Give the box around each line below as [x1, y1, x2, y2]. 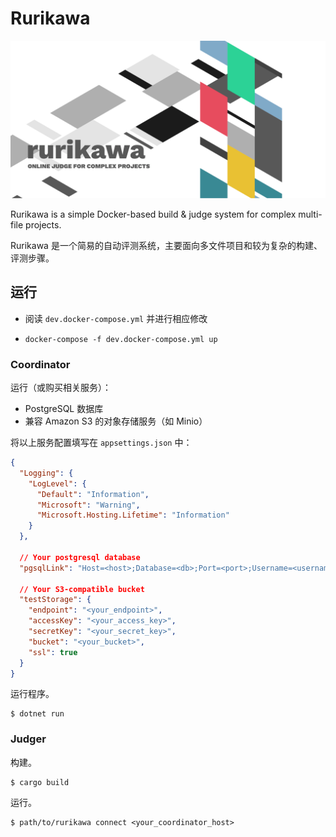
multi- [298, 208, 323, 220]
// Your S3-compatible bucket [19, 584, 145, 594]
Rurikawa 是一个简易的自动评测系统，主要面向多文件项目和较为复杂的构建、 [10, 239, 323, 251]
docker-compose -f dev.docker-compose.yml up [24, 334, 218, 344]
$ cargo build [10, 777, 70, 787]
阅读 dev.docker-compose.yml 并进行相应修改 [24, 312, 208, 324]
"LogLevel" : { [28, 478, 87, 489]
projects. [25, 218, 62, 231]
